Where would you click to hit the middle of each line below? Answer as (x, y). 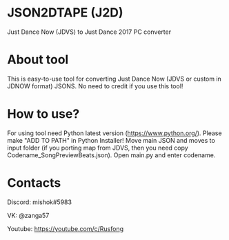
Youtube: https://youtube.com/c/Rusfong (66, 228)
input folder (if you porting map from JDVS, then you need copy (98, 148)
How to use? (43, 114)
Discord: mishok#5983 (40, 202)
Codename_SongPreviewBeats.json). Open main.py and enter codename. (111, 155)
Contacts (34, 183)
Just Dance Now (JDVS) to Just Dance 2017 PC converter (89, 32)
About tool (38, 60)
